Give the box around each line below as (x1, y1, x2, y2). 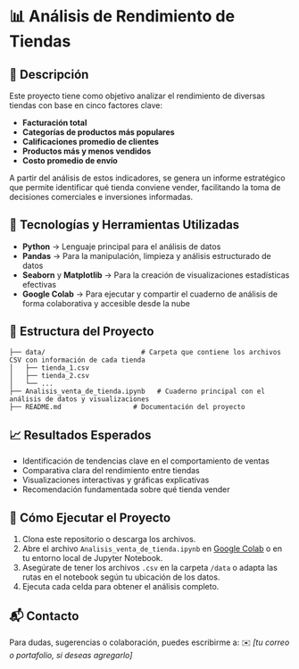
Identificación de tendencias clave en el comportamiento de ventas (21, 456, 270, 466)
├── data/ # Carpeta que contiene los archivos (9, 347, 281, 356)
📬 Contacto (9, 608, 79, 623)
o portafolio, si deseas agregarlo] (9, 650, 133, 661)
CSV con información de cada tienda (9, 355, 145, 364)
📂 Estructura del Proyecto (9, 324, 154, 339)
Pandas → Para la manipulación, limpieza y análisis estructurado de (21, 250, 272, 261)
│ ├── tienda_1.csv (9, 363, 90, 372)
